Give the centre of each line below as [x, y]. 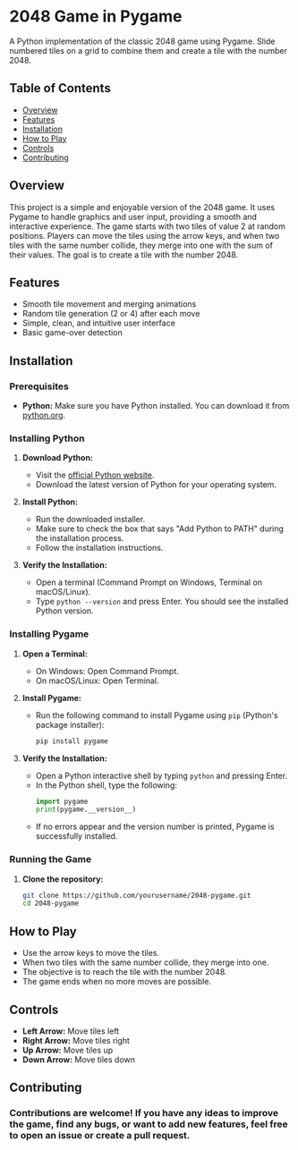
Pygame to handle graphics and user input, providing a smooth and [133, 216]
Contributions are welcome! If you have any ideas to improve [144, 1113]
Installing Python [47, 438]
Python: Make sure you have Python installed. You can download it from [156, 406]
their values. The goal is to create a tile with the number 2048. [124, 254]
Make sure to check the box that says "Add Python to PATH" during [160, 528]
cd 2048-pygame [51, 904]
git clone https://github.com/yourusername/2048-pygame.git [136, 895]
